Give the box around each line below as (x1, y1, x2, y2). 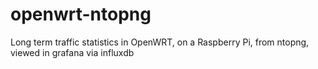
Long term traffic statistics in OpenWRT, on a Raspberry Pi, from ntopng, (10, 36, 310, 48)
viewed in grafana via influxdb (10, 46, 135, 58)
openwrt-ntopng (10, 3, 152, 26)
